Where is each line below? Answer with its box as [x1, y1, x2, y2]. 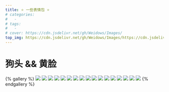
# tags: [5, 21, 22, 26]
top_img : [5, 35, 24, 40]
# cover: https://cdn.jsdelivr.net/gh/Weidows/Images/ [5, 30, 123, 35]
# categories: [5, 12, 35, 17]
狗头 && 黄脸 [5, 58, 57, 70]
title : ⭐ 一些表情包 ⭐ [5, 7, 50, 12]
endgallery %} [5, 81, 35, 87]
